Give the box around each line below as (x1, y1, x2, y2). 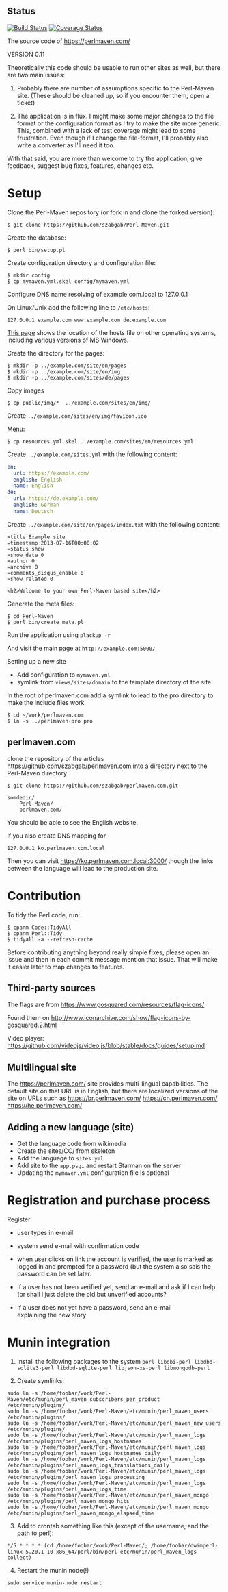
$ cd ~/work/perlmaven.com (7, 712, 84, 719)
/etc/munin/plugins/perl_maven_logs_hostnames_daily (7, 1450, 160, 1456)
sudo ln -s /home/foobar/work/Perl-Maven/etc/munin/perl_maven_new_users (7, 1419, 222, 1427)
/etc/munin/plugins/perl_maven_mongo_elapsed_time (7, 1510, 154, 1517)
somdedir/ (7, 794, 35, 801)
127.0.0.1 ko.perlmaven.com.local (7, 845, 106, 851)
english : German (13, 501, 59, 508)
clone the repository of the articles (7, 754, 104, 762)
